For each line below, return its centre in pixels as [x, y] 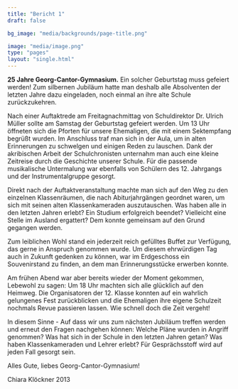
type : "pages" [28, 53]
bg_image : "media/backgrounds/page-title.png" [77, 33]
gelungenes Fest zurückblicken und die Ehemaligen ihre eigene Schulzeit [114, 300]
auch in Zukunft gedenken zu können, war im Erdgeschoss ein [99, 257]
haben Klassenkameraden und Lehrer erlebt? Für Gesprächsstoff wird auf [115, 344]
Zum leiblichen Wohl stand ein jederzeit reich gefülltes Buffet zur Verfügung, [119, 241]
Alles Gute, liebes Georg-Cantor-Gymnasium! [74, 366]
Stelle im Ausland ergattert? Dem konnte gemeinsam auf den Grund [106, 220]
